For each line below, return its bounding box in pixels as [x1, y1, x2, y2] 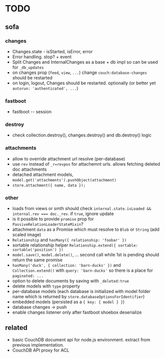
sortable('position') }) [12, 248, 64, 252]
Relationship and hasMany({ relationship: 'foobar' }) [12, 237, 127, 243]
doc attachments [12, 166, 47, 172]
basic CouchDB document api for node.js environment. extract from [12, 336, 151, 343]
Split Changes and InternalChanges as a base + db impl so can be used [12, 59, 158, 65]
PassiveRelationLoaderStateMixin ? [12, 221, 83, 227]
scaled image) [12, 232, 41, 238]
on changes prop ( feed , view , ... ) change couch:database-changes [12, 70, 147, 75]
